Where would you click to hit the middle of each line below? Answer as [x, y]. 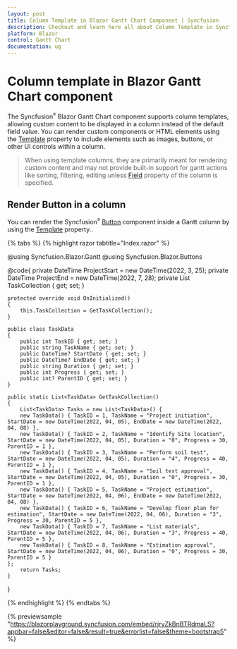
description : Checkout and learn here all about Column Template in [110, 27]
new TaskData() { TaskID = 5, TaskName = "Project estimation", [116, 490]
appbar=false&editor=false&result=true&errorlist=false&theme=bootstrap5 [116, 631]
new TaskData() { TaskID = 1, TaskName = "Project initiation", [116, 416]
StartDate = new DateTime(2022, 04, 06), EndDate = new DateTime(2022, [115, 496]
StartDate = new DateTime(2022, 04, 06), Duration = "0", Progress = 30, [118, 552]
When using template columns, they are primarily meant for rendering [126, 160]
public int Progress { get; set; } [72, 372]
